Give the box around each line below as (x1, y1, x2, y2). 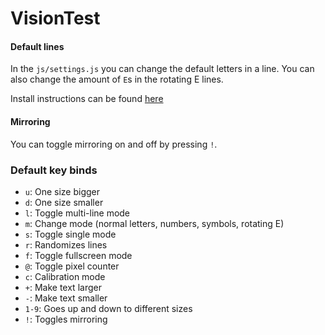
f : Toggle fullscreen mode (24, 249, 133, 261)
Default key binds (10, 163, 98, 177)
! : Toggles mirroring (24, 313, 108, 325)
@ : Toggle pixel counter (24, 260, 120, 272)
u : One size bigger (24, 185, 100, 197)
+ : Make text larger (24, 281, 102, 293)
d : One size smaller (24, 196, 104, 208)
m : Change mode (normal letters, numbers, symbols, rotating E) (24, 217, 285, 229)
